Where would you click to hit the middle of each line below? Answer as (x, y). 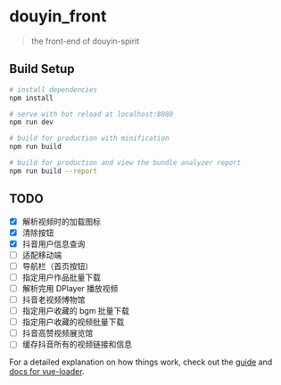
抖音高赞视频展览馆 (58, 333)
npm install (31, 98)
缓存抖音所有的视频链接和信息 (77, 344)
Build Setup (42, 69)
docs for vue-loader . (47, 372)
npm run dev (31, 122)
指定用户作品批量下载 (61, 277)
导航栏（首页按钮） (58, 266)
